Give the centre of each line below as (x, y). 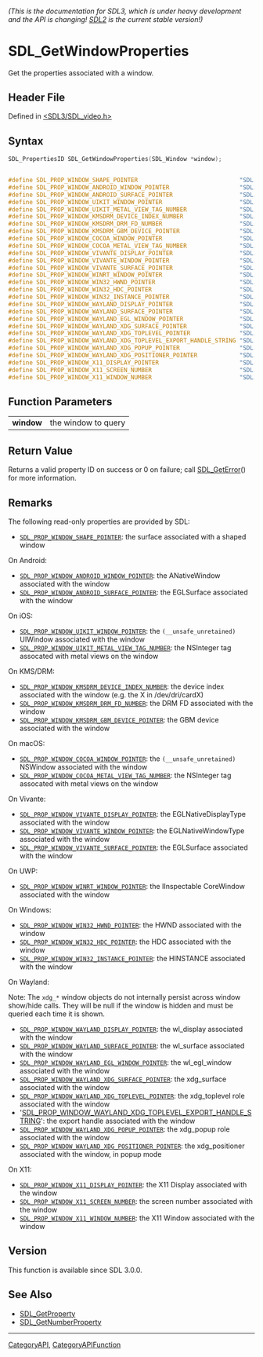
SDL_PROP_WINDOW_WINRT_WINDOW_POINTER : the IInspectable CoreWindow (132, 886)
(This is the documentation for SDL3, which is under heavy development (125, 11)
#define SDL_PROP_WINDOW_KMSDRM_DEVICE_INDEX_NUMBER (96, 217)
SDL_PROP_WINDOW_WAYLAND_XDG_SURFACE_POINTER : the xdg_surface (123, 1079)
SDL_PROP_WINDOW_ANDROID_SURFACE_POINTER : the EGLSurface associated (133, 592)
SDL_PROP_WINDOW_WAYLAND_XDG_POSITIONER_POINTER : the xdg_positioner (132, 1146)
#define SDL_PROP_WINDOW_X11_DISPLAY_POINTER (83, 362)
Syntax (26, 141)
